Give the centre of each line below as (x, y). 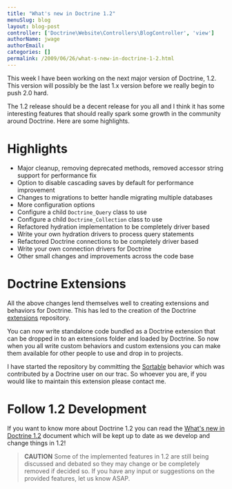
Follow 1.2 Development (77, 409)
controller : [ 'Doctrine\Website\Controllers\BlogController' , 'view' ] (111, 33)
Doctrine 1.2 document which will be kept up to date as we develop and (109, 435)
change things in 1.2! (37, 443)
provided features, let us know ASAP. (77, 478)
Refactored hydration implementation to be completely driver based (113, 227)
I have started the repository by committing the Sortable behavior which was (116, 366)
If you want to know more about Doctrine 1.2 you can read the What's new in (116, 428)
